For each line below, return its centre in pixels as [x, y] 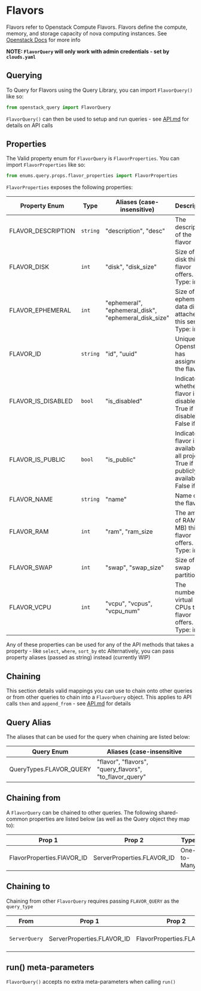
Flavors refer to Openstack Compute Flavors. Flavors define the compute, [97, 27]
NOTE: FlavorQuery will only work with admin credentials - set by [88, 51]
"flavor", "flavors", [122, 761]
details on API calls [30, 125]
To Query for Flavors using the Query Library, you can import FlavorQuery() [100, 90]
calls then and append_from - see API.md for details [69, 704]
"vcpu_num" [123, 611]
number [186, 593]
